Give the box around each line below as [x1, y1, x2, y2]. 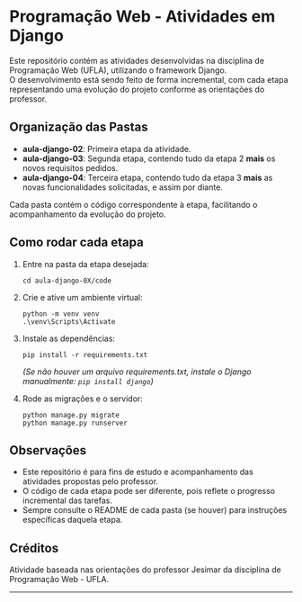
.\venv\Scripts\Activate [22, 317, 116, 326]
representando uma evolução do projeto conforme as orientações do [9, 84, 265, 94]
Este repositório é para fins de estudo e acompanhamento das [22, 466, 253, 478]
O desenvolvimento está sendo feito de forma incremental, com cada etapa [9, 74, 289, 85]
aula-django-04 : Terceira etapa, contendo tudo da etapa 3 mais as [22, 172, 273, 183]
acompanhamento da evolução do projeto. [9, 209, 166, 220]
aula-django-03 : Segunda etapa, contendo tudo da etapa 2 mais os [22, 153, 276, 164]
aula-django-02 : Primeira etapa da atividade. [22, 143, 191, 154]
